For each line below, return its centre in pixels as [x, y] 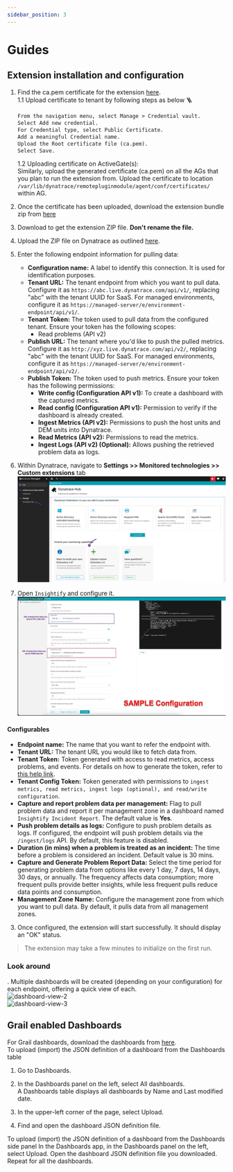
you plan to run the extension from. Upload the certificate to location [115, 178]
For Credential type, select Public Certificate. [90, 130]
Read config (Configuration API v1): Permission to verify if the [127, 407]
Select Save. [36, 150]
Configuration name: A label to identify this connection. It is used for [126, 268]
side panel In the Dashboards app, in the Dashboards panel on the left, [108, 1146]
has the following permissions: [71, 386]
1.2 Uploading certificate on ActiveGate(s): [78, 164]
